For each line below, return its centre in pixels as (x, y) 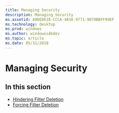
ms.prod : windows (24, 29)
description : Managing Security (39, 15)
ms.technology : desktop (30, 24)
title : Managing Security (32, 10)
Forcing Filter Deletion (36, 104)
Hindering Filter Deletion (38, 99)
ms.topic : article (25, 39)
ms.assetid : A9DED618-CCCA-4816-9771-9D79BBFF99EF (60, 19)
